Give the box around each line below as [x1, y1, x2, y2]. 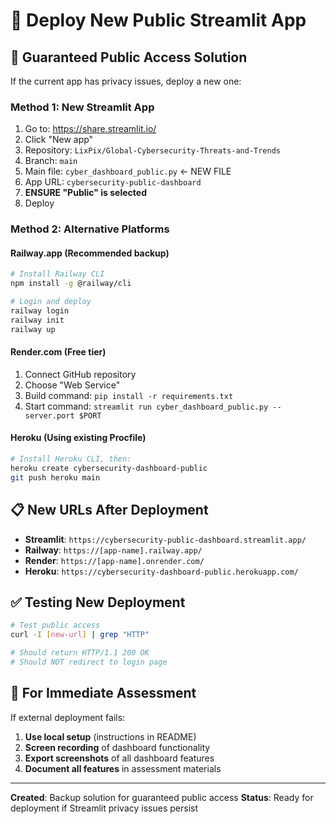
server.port [24, 410, 75, 421]
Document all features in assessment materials [24, 762, 222, 774]
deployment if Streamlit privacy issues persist [10, 802, 198, 814]
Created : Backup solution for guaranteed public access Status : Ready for [10, 791, 314, 803]
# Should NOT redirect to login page [10, 657, 168, 667]
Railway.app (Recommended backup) [10, 247, 170, 259]
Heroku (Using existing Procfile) [10, 432, 147, 444]
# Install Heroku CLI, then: [10, 454, 132, 464]
